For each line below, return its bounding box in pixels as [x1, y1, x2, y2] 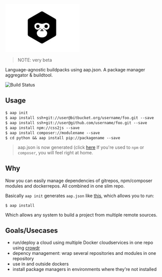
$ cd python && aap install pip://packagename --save [5, 135, 121, 140]
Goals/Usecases [5, 226, 58, 235]
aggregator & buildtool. [5, 72, 53, 78]
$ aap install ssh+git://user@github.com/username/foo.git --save [5, 120, 147, 125]
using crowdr [12, 245, 40, 251]
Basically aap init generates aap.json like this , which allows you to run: [5, 193, 154, 199]
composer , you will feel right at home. [17, 149, 93, 155]
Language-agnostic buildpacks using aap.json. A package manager [5, 67, 145, 72]
